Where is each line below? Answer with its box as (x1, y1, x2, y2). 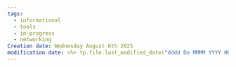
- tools (13, 23, 37, 30)
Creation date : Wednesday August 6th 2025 (7, 43, 133, 50)
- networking (13, 36, 52, 43)
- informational (13, 17, 61, 24)
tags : (7, 10, 23, 17)
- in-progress (13, 29, 55, 37)
